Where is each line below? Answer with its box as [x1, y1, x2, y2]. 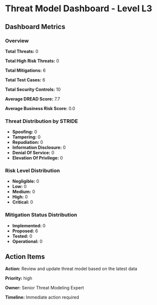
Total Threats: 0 [5, 48, 38, 54]
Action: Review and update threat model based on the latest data [5, 266, 138, 272]
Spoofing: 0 [12, 129, 37, 135]
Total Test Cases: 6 [5, 77, 45, 83]
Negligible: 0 [12, 178, 39, 184]
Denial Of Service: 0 [12, 150, 55, 156]
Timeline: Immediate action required [5, 294, 79, 300]
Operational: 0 [12, 238, 43, 244]
